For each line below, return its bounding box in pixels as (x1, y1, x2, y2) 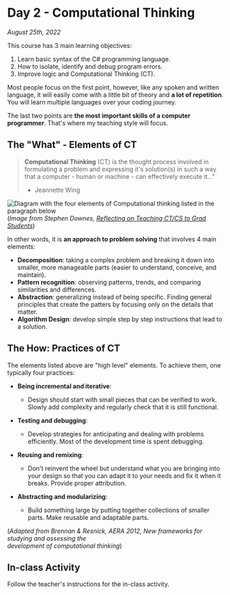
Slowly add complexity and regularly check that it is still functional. (27, 402, 219, 411)
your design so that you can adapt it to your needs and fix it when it (27, 471, 221, 479)
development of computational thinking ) (7, 541, 122, 550)
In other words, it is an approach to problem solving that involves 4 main (7, 235, 217, 243)
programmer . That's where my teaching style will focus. (7, 118, 169, 127)
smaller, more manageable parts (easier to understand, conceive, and (17, 263, 217, 271)
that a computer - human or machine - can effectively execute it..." (24, 172, 215, 180)
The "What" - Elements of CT (7, 139, 137, 151)
